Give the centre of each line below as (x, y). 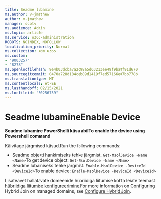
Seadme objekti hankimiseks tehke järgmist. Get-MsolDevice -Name (80, 155)
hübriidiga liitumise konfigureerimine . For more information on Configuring (80, 186)
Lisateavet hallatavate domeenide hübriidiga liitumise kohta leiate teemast (80, 181)
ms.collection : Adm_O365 (31, 51)
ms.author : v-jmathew (27, 14)
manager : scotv (21, 24)
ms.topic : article (24, 33)
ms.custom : (16, 56)
